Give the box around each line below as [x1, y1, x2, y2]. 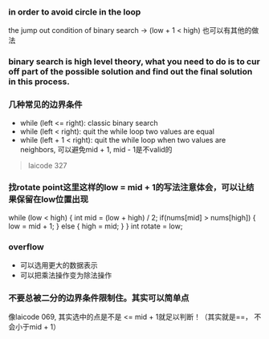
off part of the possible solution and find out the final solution [8, 67, 253, 78]
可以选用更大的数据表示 [19, 260, 98, 270]
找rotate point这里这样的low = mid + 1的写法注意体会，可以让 [8, 182, 247, 193]
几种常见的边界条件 [8, 99, 83, 111]
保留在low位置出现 [16, 194, 89, 205]
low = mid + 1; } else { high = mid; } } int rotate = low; [8, 221, 183, 231]
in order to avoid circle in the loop [8, 6, 141, 18]
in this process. [8, 76, 70, 87]
